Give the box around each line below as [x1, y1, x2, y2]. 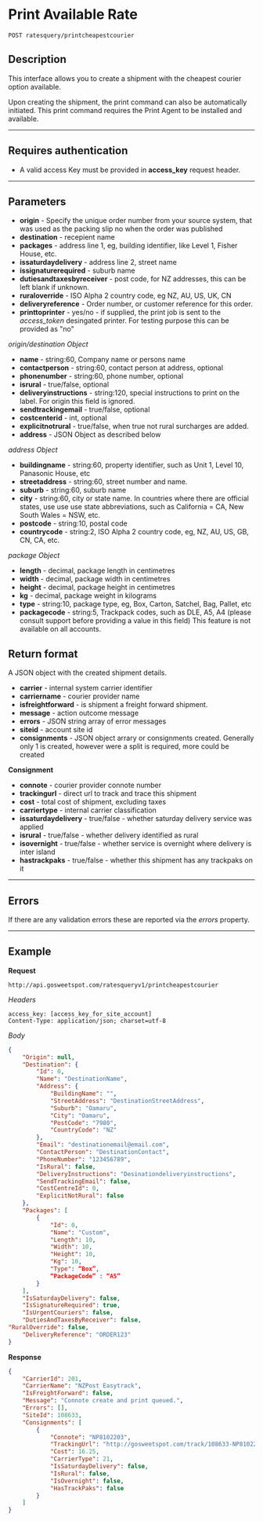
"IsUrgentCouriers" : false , [22, 1309, 113, 1317]
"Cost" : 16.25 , [49, 1448, 100, 1456]
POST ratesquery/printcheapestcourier [8, 31, 135, 39]
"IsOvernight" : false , [49, 1477, 124, 1485]
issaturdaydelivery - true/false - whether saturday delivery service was [19, 814, 252, 823]
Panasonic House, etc [19, 469, 91, 478]
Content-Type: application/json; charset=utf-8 [8, 1017, 167, 1024]
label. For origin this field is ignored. [19, 397, 135, 406]
